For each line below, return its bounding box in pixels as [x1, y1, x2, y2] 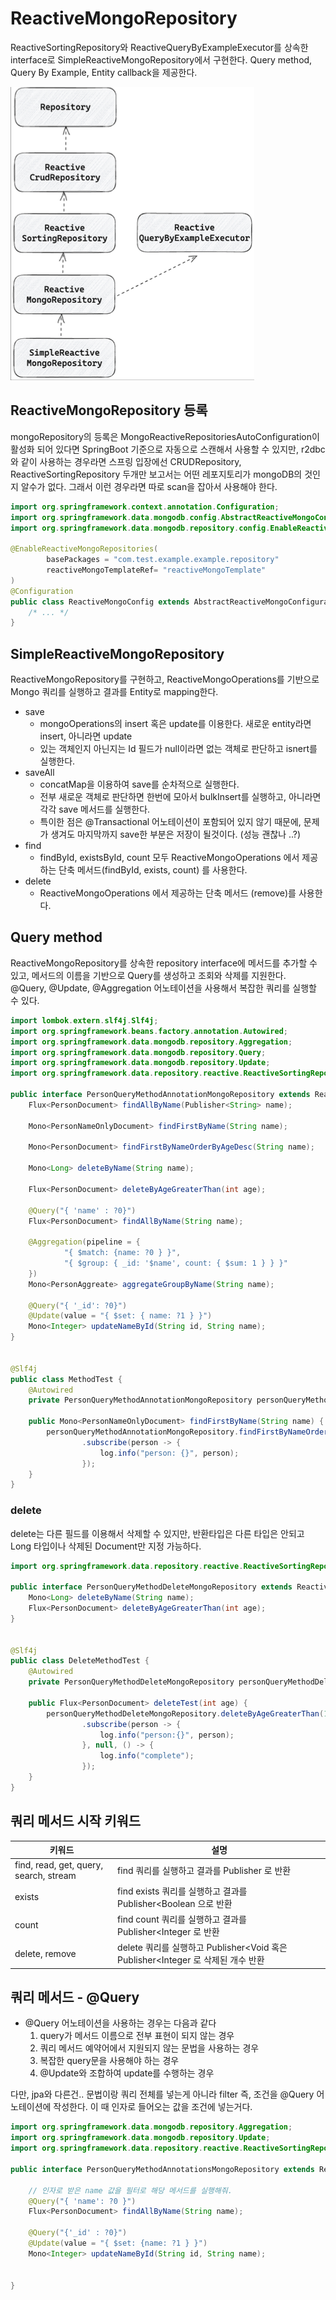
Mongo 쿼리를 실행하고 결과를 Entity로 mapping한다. [10, 686, 219, 698]
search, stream [14, 1870, 77, 1882]
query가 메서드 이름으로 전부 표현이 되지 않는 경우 [39, 2030, 235, 2042]
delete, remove [14, 1947, 77, 1959]
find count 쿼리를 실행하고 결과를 [117, 1913, 247, 1925]
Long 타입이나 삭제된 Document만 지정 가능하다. [10, 1540, 202, 1552]
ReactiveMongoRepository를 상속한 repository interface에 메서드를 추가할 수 [10, 957, 318, 969]
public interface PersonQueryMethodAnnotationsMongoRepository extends [10, 2164, 315, 2174]
